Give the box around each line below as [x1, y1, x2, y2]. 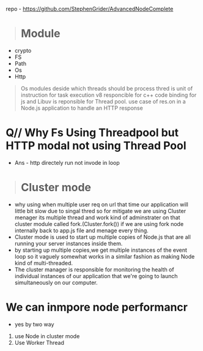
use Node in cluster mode [14, 332, 80, 339]
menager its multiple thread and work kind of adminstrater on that [14, 214, 181, 221]
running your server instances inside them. [14, 240, 123, 247]
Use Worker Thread [14, 339, 65, 346]
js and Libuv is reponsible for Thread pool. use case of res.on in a [20, 97, 186, 105]
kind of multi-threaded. [14, 259, 73, 266]
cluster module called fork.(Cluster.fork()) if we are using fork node [14, 220, 184, 227]
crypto [14, 47, 32, 54]
